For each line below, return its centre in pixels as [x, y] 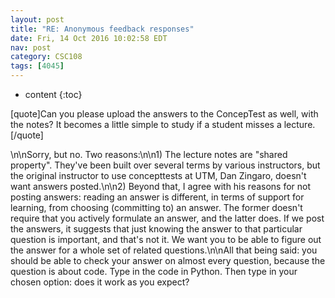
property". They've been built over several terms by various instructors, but [165, 165]
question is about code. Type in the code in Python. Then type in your [154, 271]
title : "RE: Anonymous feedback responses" [102, 29]
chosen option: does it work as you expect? [100, 282]
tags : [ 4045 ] [37, 66]
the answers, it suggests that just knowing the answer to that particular [156, 229]
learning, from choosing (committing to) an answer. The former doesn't [156, 207]
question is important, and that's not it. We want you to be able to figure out [166, 239]
